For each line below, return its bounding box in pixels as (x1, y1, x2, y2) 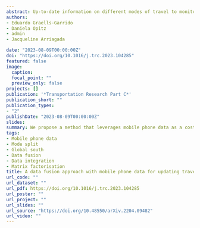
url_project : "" (6, 196, 46, 202)
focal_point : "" (11, 75, 52, 81)
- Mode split (6, 141, 39, 147)
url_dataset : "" (6, 180, 46, 186)
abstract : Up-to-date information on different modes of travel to (6, 8, 177, 15)
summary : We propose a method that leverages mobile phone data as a (6, 124, 183, 131)
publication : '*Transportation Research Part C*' (6, 92, 132, 98)
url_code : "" (6, 174, 39, 180)
